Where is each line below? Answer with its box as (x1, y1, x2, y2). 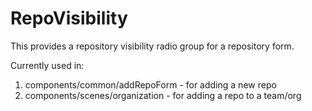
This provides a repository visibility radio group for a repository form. (10, 40, 295, 52)
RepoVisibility (10, 7, 128, 30)
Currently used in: (10, 59, 85, 71)
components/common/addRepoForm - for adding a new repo (24, 78, 277, 91)
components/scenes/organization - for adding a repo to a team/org (24, 89, 302, 101)
